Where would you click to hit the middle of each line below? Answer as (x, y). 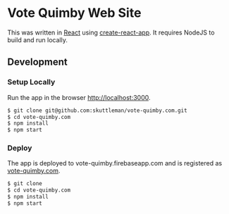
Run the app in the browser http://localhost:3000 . (79, 97)
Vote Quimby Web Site (74, 13)
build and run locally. (38, 39)
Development (38, 62)
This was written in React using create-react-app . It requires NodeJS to (111, 32)
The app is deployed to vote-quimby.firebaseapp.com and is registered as (115, 163)
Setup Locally (31, 82)
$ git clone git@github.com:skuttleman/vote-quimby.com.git (98, 111)
